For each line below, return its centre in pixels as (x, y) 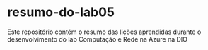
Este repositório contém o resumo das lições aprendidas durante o (104, 32)
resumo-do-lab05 (61, 12)
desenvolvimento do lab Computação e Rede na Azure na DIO (98, 39)
